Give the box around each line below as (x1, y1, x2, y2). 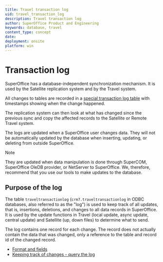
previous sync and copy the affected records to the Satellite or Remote (5, 115, 147, 121)
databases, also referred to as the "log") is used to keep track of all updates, (5, 202, 158, 207)
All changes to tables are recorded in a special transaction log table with (5, 95, 150, 101)
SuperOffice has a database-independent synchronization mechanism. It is (5, 81, 156, 86)
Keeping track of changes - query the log (12, 252, 95, 258)
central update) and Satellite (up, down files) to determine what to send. (5, 217, 149, 223)
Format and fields (12, 246, 48, 252)
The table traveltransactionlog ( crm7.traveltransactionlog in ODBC (5, 196, 145, 202)
